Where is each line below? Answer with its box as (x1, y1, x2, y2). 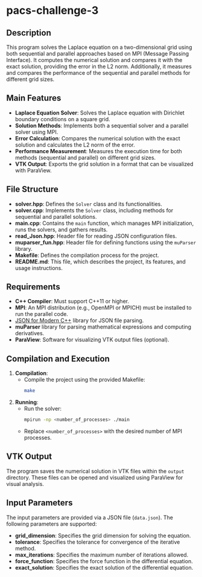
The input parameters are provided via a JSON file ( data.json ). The (6, 514, 174, 521)
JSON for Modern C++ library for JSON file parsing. (14, 317, 144, 324)
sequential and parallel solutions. (14, 213, 97, 220)
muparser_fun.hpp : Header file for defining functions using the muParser (14, 239, 197, 246)
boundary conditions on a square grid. (14, 115, 110, 122)
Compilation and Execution (6, 353, 110, 364)
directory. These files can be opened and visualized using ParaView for (6, 474, 183, 481)
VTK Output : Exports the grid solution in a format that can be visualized (14, 160, 194, 168)
